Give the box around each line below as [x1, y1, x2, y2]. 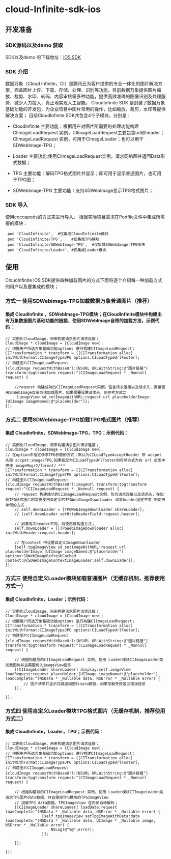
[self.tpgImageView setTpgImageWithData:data [41, 813, 140, 819]
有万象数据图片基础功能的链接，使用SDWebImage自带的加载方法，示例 [5, 317, 155, 324]
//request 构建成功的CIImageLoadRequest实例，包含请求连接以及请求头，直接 [14, 385, 162, 390]
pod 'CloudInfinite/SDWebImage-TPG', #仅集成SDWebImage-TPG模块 [7, 242, 145, 247]
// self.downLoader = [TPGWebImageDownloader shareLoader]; [14, 507, 145, 512]
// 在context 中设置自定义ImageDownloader [14, 540, 101, 545]
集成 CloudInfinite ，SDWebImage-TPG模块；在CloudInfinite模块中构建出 [5, 311, 162, 317]
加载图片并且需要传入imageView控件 [5, 663, 72, 668]
